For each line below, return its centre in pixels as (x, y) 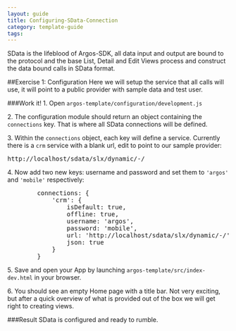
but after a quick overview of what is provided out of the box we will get (112, 299)
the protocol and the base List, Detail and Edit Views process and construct (117, 61)
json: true (85, 243)
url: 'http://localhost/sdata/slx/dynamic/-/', (150, 236)
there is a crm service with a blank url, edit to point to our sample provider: (114, 146)
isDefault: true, (97, 207)
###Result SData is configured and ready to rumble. (83, 320)
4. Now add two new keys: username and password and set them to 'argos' (118, 173)
